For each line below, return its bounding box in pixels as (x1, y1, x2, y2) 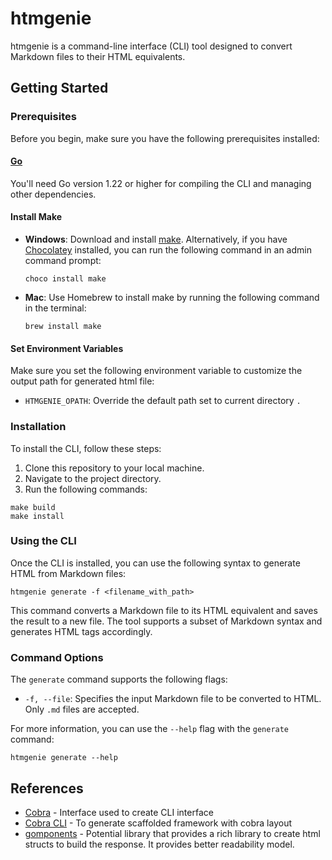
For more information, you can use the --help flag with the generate (10, 723, 290, 735)
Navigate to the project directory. (24, 472, 162, 484)
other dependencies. (10, 188, 97, 200)
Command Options (10, 650, 104, 664)
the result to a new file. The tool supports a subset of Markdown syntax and (10, 615, 323, 627)
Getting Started (10, 80, 109, 97)
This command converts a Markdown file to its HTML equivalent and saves (10, 604, 318, 616)
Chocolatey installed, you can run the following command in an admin (24, 244, 312, 256)
